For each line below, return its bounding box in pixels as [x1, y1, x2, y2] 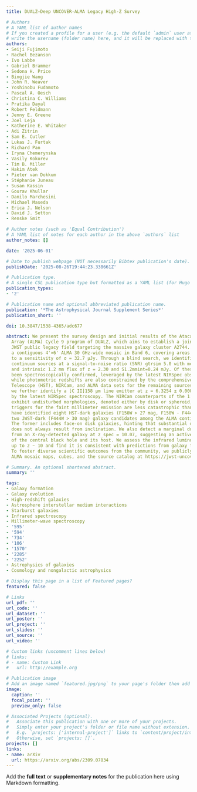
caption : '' [11, 692, 41, 697]
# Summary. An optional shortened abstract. [6, 464, 117, 470]
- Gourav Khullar [6, 188, 49, 194]
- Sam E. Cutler [6, 134, 46, 140]
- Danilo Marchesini [6, 194, 57, 200]
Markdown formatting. [6, 779, 60, 787]
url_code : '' [6, 605, 38, 611]
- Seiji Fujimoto [6, 46, 49, 53]
